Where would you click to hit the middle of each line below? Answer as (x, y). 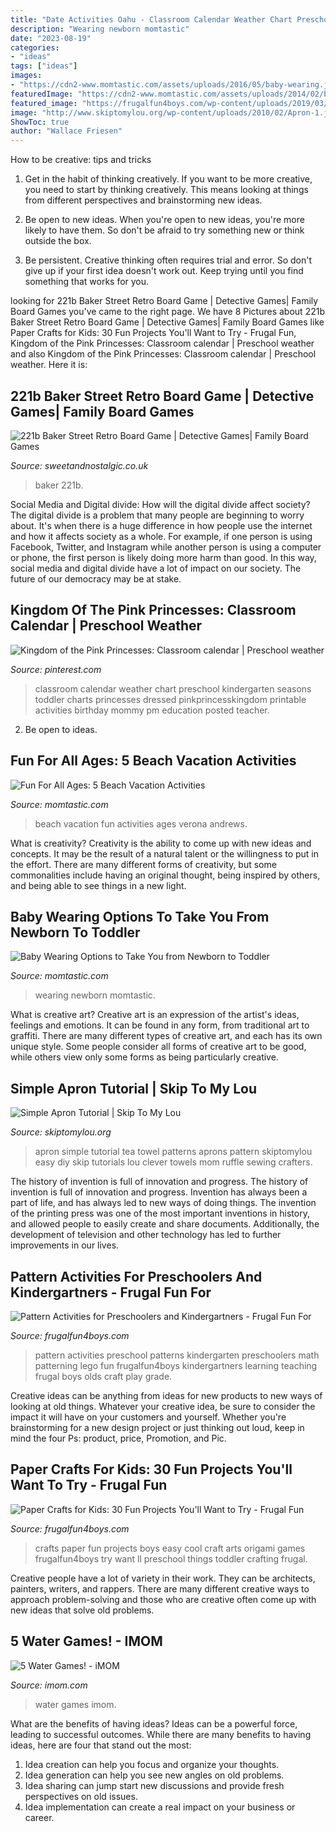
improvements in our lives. (65, 1245)
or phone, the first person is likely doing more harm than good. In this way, (163, 557)
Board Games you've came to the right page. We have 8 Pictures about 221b (167, 312)
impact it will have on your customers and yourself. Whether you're (148, 1417)
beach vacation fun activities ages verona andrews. (141, 823)
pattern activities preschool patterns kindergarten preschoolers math (177, 1355)
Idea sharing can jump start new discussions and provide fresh (154, 1785)
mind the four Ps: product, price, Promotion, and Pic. (118, 1438)
